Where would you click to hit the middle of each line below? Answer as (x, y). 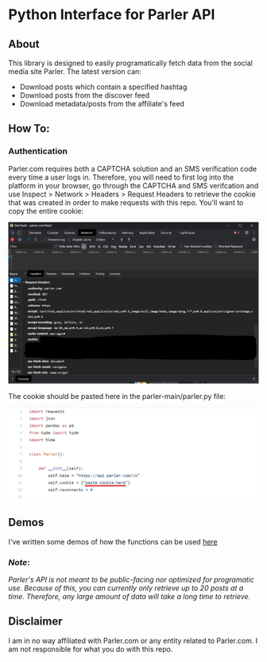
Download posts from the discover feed (85, 95)
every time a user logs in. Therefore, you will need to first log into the (121, 177)
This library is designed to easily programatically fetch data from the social (130, 63)
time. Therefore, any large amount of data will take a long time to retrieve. (130, 596)
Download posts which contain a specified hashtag (103, 87)
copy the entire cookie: (46, 211)
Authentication (38, 151)
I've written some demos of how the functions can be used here (113, 541)
